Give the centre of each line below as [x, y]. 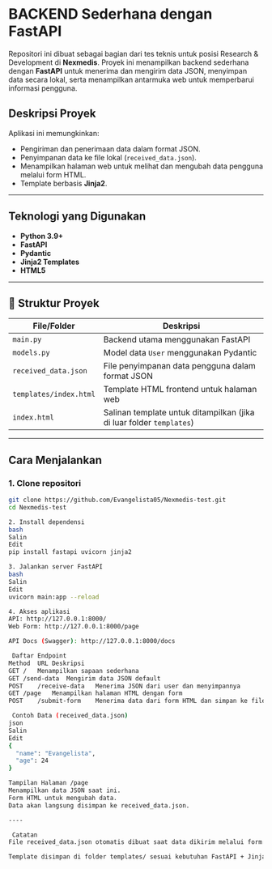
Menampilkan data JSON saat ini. [65, 790]
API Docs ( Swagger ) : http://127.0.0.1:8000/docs [92, 641]
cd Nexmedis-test [38, 507]
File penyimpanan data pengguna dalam [180, 366]
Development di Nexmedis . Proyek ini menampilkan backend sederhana [129, 62]
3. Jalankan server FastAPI [56, 567]
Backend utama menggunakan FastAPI [177, 339]
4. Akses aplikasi [39, 611]
